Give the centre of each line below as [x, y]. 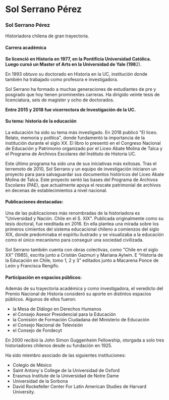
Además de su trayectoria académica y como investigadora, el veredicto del [84, 289]
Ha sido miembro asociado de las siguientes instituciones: [66, 355]
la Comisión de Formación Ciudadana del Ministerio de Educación [81, 320]
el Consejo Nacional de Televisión [48, 325]
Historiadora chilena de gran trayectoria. [47, 36]
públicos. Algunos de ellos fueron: [41, 299]
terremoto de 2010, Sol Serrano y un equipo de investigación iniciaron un [81, 169]
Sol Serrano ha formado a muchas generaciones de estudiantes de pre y [81, 89]
